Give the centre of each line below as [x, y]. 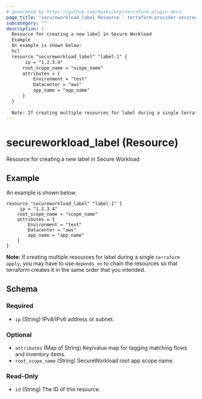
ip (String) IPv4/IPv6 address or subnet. [65, 319]
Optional [19, 335]
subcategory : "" [26, 23]
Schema [22, 289]
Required [20, 306]
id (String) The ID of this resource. [58, 389]
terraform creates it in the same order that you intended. [76, 270]
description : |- [26, 29]
